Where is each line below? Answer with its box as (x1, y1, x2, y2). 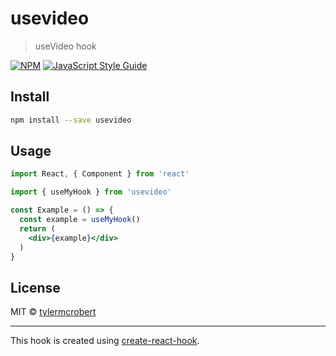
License (10, 279, 61, 296)
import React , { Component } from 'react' (10, 169, 190, 179)
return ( (19, 223, 56, 234)
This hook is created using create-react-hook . (10, 335, 200, 347)
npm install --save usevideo (10, 115, 132, 125)
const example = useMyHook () (19, 215, 141, 225)
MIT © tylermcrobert (10, 306, 97, 318)
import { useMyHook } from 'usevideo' (10, 187, 172, 197)
